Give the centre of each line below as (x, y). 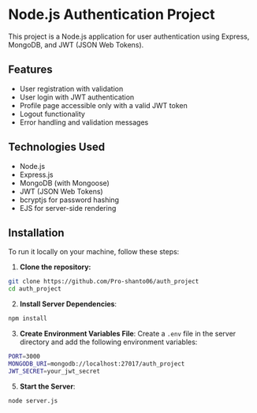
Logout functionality (52, 114)
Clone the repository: (55, 267)
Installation (36, 233)
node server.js (33, 400)
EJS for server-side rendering (68, 208)
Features (30, 70)
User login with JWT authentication (77, 97)
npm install (28, 319)
